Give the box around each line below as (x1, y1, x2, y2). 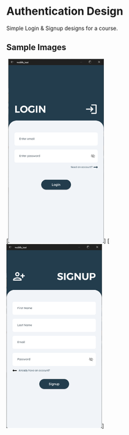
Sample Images (6, 42, 67, 53)
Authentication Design (6, 4, 123, 18)
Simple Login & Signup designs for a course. (6, 24, 118, 32)
